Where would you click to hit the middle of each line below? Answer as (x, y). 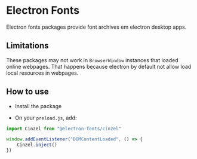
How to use (27, 92)
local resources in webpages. (42, 73)
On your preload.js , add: (46, 118)
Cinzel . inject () (37, 145)
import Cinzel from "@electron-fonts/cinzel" (64, 129)
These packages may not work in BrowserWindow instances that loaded (93, 60)
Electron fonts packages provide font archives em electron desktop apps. (96, 27)
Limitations (27, 46)
